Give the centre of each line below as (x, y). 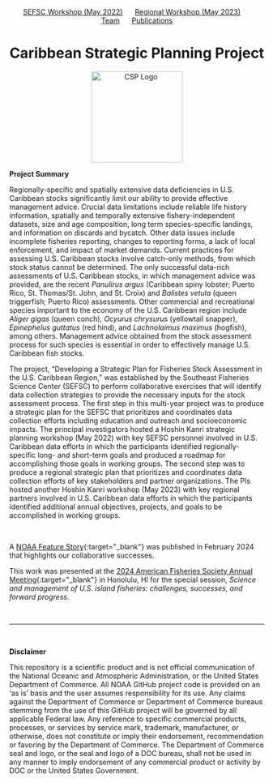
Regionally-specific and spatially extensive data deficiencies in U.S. (122, 190)
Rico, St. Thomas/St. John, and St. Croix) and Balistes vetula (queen (123, 293)
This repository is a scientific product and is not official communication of (132, 667)
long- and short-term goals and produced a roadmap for (132, 455)
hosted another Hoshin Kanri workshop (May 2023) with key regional (124, 489)
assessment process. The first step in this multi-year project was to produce (136, 403)
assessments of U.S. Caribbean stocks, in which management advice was (132, 276)
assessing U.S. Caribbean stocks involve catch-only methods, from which (132, 259)
